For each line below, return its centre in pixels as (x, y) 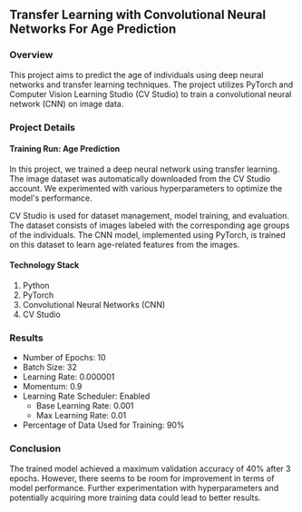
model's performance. (51, 198)
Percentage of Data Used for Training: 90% (103, 425)
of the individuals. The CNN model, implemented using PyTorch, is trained (147, 234)
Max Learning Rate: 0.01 (81, 416)
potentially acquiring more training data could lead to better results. (135, 497)
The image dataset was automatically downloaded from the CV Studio (140, 178)
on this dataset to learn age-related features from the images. (125, 244)
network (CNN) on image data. (67, 103)
